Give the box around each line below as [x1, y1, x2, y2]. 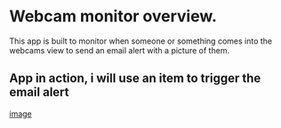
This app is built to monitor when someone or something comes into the [9, 36, 273, 46]
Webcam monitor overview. [9, 6, 218, 27]
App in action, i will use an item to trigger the [9, 71, 261, 86]
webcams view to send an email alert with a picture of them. [9, 44, 229, 55]
